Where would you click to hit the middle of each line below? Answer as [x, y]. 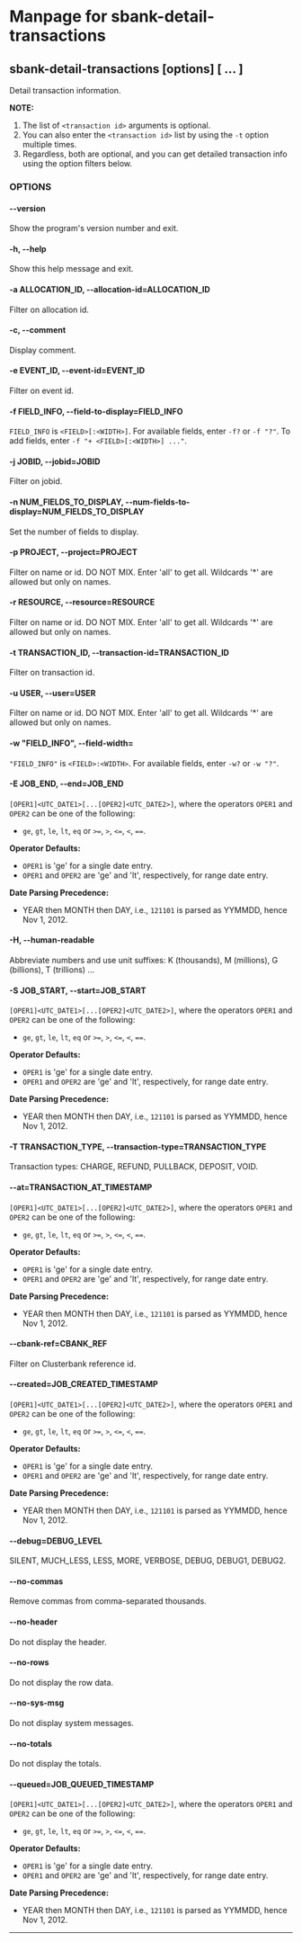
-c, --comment [38, 330]
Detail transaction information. [65, 90]
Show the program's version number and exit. [94, 228]
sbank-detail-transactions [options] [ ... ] [126, 69]
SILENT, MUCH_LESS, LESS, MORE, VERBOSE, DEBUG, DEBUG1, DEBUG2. [148, 1561]
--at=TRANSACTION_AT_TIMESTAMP [81, 1187]
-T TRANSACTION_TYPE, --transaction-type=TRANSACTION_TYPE [138, 1146]
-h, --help [28, 248]
